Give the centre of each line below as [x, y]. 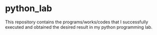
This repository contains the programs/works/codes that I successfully [77, 22]
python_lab [29, 9]
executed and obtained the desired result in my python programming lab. [79, 27]
